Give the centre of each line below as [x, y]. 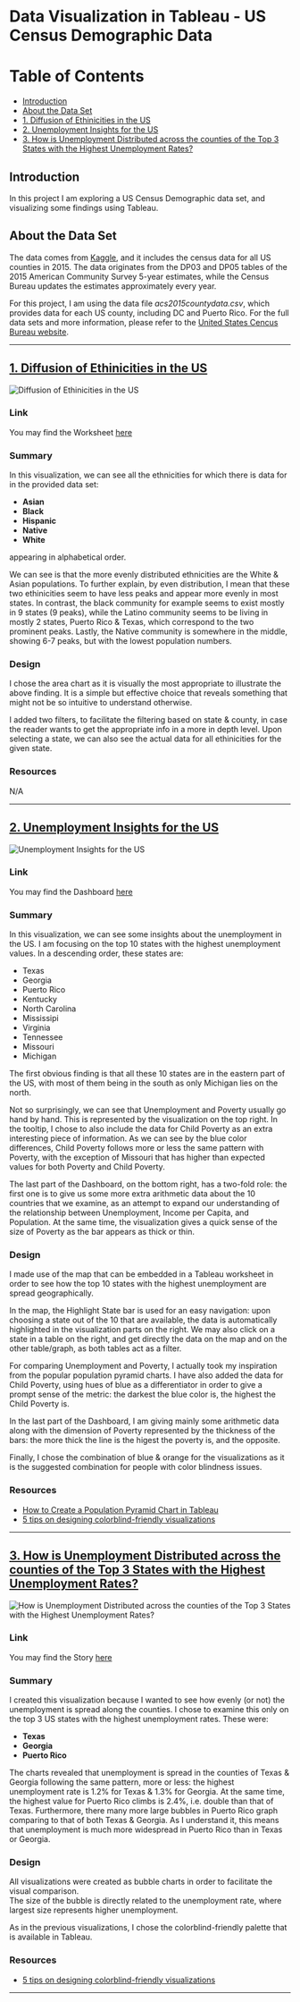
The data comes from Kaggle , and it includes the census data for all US [140, 258]
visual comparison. [44, 1891]
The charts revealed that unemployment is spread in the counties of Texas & [150, 1773]
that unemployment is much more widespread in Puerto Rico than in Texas [146, 1829]
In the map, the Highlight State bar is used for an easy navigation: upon [140, 1311]
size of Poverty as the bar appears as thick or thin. [102, 1232]
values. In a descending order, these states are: [96, 953]
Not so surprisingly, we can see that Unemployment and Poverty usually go [148, 1110]
